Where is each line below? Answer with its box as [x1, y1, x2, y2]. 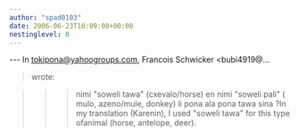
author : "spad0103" [9, 13, 82, 22]
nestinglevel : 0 [9, 30, 70, 39]
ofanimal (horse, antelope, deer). [75, 117, 196, 128]
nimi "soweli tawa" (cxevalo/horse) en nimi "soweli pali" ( [75, 89, 286, 99]
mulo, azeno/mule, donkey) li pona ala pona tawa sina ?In [75, 98, 287, 109]
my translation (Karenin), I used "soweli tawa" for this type [75, 108, 290, 119]
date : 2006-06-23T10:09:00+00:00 [9, 21, 134, 30]
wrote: [30, 72, 55, 82]
